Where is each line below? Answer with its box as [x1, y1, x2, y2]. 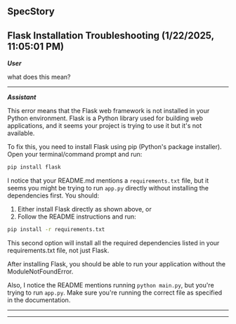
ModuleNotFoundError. [7, 267, 74, 276]
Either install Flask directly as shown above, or [17, 205, 152, 214]
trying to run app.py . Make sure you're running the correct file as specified [7, 288, 223, 297]
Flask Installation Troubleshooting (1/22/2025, [7, 30, 214, 41]
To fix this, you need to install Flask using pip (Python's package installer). [7, 143, 223, 151]
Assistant [7, 93, 37, 101]
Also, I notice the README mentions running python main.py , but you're [7, 280, 214, 289]
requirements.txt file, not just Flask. [7, 246, 110, 254]
